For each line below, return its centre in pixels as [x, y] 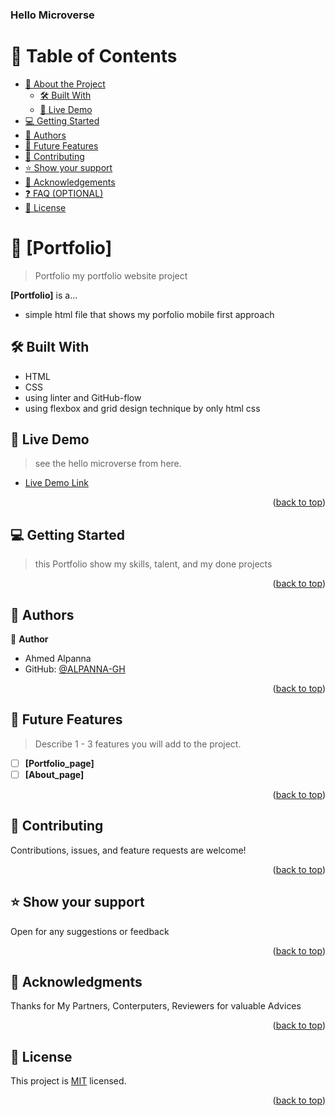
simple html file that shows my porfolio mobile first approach [149, 314]
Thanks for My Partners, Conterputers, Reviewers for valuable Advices [156, 1006]
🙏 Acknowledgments [76, 982]
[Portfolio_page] [59, 763]
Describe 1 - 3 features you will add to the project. [138, 744]
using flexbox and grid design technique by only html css [142, 408]
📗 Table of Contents [94, 56]
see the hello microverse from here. [108, 464]
